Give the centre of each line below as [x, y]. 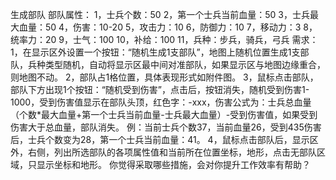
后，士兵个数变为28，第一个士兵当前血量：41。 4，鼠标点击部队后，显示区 [164, 139]
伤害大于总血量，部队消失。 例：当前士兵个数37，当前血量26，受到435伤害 [166, 127]
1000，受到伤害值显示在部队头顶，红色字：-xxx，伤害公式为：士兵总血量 [161, 102]
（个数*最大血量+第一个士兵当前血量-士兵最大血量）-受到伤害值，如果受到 [164, 114]
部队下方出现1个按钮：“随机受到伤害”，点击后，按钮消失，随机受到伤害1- [160, 89]
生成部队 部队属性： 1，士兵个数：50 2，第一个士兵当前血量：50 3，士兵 [160, 14]
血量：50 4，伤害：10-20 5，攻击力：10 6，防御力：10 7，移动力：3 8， [168, 27]
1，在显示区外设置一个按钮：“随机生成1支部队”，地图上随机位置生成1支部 [160, 52]
